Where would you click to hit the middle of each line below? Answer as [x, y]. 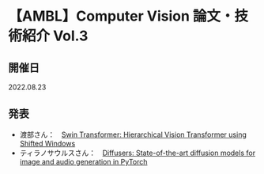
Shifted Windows [47, 143]
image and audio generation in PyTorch [83, 161]
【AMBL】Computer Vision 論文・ [121, 16]
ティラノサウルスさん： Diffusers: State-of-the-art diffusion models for [137, 153]
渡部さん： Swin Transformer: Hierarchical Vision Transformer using [133, 134]
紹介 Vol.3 [55, 36]
